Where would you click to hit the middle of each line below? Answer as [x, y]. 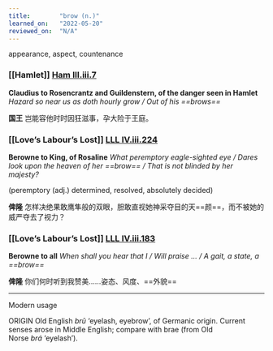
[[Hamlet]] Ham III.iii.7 [53, 75]
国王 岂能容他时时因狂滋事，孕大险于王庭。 [80, 118]
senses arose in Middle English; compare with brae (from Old [111, 330]
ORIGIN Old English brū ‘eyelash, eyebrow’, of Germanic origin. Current [127, 321]
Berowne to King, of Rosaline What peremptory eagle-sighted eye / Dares [133, 157]
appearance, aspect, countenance [66, 54]
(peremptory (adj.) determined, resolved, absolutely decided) [111, 190]
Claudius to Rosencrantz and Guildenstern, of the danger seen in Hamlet [133, 92]
